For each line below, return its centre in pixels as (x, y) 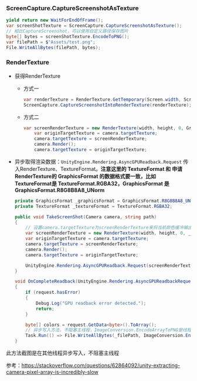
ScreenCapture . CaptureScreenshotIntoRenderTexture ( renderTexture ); (107, 105)
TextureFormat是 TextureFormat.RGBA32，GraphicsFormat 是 (92, 183)
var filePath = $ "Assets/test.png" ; (51, 42)
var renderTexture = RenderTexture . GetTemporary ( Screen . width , (102, 99)
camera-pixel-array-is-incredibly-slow (52, 372)
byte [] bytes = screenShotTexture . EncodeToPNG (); (68, 36)
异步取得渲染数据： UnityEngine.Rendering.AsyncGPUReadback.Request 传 (101, 162)
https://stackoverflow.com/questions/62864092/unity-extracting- (101, 365)
